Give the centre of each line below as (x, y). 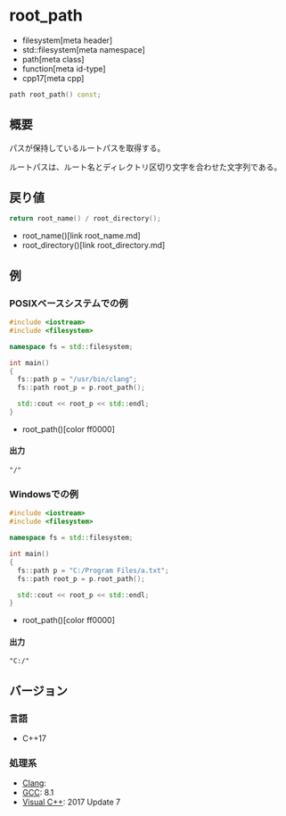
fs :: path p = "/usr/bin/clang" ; (78, 379)
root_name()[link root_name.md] (81, 236)
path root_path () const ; (55, 95)
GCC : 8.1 (38, 793)
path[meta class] (53, 59)
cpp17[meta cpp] (53, 78)
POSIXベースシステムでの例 (69, 303)
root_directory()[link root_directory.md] (94, 246)
